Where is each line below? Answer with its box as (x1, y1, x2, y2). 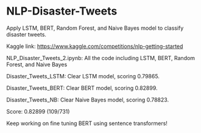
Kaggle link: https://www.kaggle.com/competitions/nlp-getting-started (6, 43, 183, 50)
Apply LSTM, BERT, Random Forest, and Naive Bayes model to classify (6, 24, 184, 32)
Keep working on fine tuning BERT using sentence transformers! (6, 120, 167, 127)
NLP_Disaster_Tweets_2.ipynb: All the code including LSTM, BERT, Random (6, 54, 196, 61)
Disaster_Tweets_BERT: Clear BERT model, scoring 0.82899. (6, 84, 158, 92)
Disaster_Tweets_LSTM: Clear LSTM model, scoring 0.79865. (6, 72, 160, 80)
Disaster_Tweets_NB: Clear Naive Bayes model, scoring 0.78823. (6, 96, 169, 103)
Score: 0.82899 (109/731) (6, 107, 70, 115)
